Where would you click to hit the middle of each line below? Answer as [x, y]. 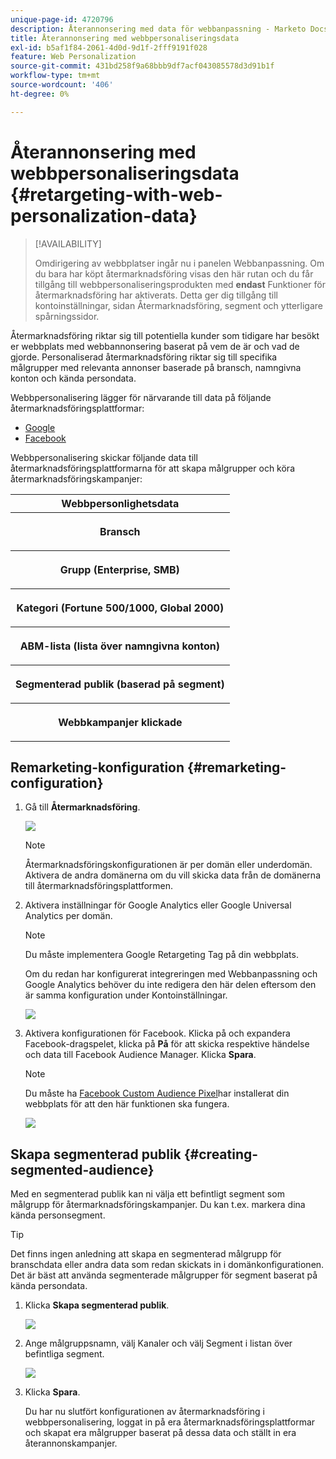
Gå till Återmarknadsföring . [82, 807]
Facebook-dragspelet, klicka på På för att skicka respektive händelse [167, 1044]
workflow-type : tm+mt [55, 76]
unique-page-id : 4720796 [62, 19]
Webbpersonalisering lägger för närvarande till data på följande [141, 397]
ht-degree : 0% [40, 94]
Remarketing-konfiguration [97, 767]
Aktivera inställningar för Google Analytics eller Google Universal [158, 905]
